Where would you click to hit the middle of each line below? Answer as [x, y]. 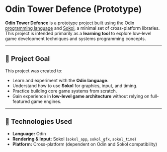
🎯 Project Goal [28, 59]
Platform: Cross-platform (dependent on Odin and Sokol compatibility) [85, 144]
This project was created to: [34, 71]
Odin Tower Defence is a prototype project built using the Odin [70, 23]
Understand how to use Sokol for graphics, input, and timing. [75, 86]
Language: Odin [29, 133]
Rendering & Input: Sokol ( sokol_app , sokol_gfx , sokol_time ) [74, 139]
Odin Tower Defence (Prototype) [74, 9]
